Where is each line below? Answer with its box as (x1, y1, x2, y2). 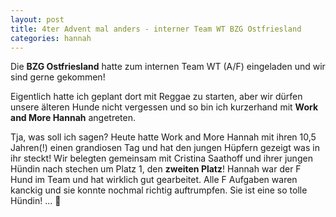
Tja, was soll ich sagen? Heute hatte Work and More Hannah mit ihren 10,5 (10, 131, 317, 143)
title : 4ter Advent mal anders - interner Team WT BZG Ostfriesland (10, 24, 302, 34)
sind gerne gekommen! (10, 71, 106, 83)
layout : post (10, 14, 65, 25)
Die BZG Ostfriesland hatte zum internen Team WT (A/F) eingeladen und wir (10, 61, 326, 73)
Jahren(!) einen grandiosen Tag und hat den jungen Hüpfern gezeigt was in (10, 142, 320, 154)
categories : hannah (10, 33, 92, 43)
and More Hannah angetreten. (10, 112, 137, 124)
